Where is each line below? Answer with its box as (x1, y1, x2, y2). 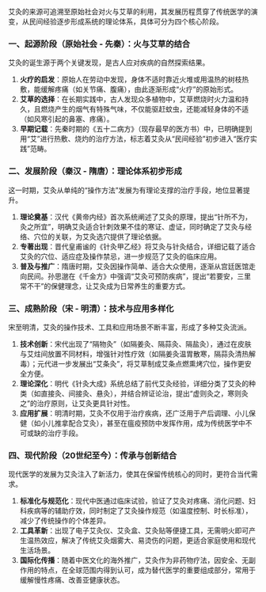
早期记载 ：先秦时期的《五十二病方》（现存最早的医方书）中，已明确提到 (19, 124, 253, 134)
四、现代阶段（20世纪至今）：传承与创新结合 (8, 450, 177, 461)
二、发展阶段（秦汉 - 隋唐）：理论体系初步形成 (8, 165, 182, 176)
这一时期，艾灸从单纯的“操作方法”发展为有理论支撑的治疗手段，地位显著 (8, 185, 244, 195)
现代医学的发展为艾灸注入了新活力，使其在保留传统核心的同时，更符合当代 (8, 469, 251, 479)
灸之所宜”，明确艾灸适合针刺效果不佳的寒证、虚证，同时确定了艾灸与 (19, 222, 245, 231)
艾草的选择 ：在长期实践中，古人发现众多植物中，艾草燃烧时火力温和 (19, 94, 242, 104)
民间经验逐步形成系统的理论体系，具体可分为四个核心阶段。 (28, 17, 223, 26)
